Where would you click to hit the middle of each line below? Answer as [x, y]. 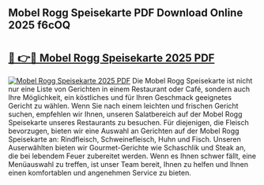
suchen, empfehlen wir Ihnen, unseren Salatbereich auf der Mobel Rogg [125, 114]
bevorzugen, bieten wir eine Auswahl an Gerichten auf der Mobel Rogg [124, 131]
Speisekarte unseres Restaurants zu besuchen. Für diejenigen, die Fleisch [128, 122]
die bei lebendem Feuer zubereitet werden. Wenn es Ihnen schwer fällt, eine [132, 156]
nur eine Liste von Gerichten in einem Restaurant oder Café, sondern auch [129, 89]
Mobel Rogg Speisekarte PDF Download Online [126, 13]
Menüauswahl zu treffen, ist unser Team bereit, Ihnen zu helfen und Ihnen [128, 164]
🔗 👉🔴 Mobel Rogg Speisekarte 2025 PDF [111, 58]
